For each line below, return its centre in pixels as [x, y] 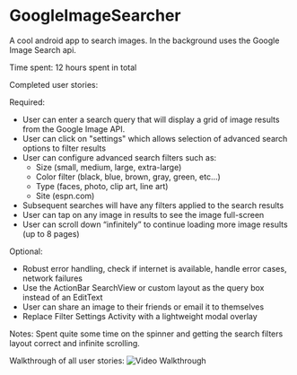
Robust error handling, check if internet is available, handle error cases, [154, 268]
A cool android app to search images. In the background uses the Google [144, 40]
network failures [52, 278]
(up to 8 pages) [51, 233]
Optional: [26, 251]
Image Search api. [43, 49]
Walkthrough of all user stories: [67, 361]
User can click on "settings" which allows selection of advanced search [155, 138]
